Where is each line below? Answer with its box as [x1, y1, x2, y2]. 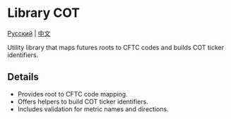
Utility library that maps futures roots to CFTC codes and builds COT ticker [7, 43, 225, 51]
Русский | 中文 [7, 29, 51, 37]
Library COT [7, 5, 80, 21]
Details [7, 71, 39, 83]
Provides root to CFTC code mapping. [17, 89, 129, 98]
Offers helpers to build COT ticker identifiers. [17, 97, 148, 106]
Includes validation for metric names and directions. [17, 104, 169, 113]
